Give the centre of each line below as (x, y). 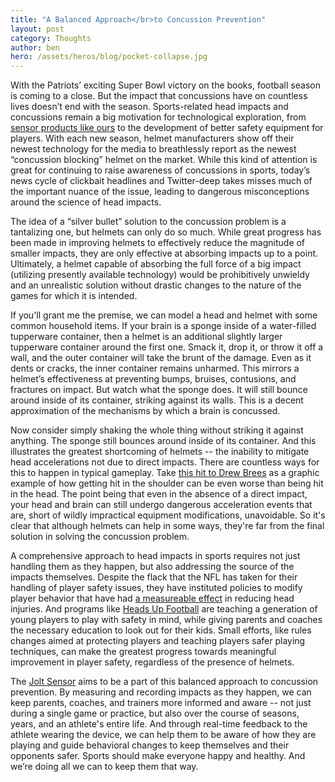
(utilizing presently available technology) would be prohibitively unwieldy (160, 275)
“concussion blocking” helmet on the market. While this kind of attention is (164, 160)
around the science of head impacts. (86, 202)
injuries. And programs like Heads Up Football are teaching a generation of (164, 609)
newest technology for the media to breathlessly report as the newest (153, 149)
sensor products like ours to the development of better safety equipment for (167, 128)
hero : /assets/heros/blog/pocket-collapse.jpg (109, 57)
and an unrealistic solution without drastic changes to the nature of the (156, 285)
